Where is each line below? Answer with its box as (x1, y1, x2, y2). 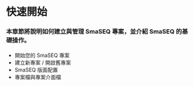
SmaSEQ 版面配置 (14, 66, 58, 73)
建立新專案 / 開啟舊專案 (14, 59, 72, 66)
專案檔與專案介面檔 (14, 73, 62, 80)
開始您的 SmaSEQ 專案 (14, 52, 70, 59)
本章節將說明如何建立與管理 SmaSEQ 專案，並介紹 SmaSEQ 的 (6, 27, 182, 35)
